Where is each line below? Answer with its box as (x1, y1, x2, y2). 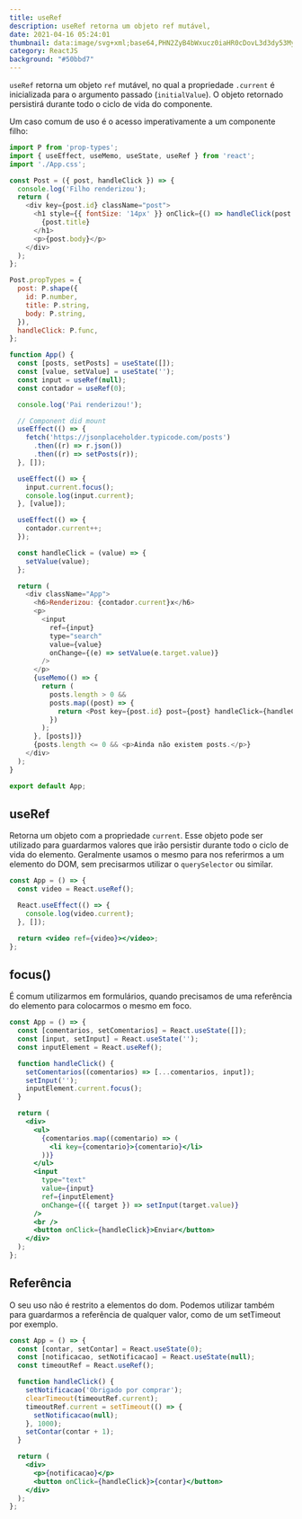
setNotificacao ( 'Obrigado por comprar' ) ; (25, 1386, 182, 1395)
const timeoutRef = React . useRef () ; (17, 1361, 155, 1371)
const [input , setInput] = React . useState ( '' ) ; (17, 1035, 200, 1044)
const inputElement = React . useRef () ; (17, 1043, 164, 1052)
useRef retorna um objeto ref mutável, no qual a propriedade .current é (9, 80, 276, 90)
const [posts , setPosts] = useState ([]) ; (17, 359, 175, 369)
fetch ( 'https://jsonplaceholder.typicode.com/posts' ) (25, 433, 231, 442)
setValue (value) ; (25, 556, 91, 566)
